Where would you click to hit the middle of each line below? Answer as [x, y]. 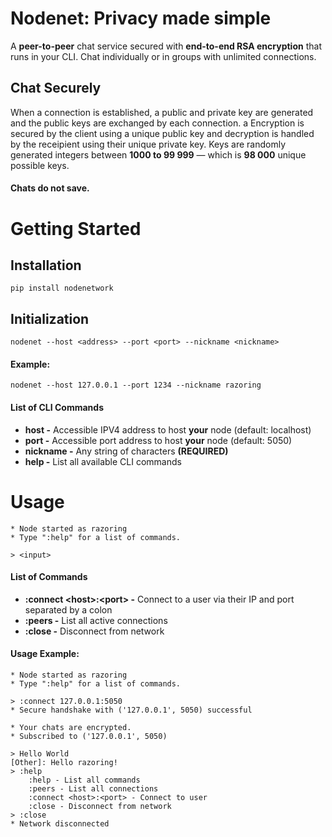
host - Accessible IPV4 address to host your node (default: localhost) [168, 429]
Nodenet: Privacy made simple [141, 18]
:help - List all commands [84, 780]
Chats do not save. [50, 188]
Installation [46, 265]
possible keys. [40, 165]
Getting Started [76, 228]
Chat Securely [56, 88]
